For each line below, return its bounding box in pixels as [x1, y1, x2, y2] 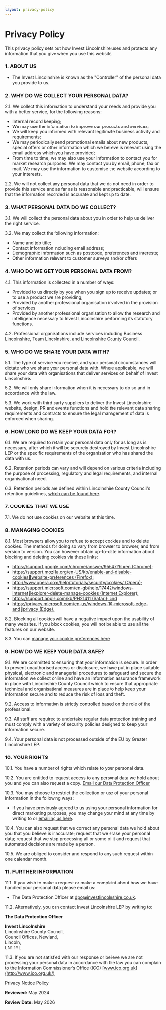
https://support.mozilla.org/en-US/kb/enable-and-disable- [12, 569, 132, 575]
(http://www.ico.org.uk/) [5, 970, 55, 976]
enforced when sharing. [5, 416, 54, 422]
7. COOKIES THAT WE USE [5, 503, 69, 510]
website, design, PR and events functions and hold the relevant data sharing [5, 405, 161, 411]
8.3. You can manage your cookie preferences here [5, 635, 110, 641]
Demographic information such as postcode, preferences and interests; [12, 250, 159, 256]
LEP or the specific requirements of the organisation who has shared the [5, 450, 153, 456]
